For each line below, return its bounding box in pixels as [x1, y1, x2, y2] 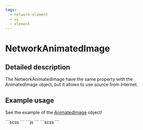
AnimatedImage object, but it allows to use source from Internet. [5, 81, 138, 88]
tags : [5, 7, 17, 13]
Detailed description [5, 63, 70, 71]
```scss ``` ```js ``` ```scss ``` [5, 119, 60, 125]
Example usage [5, 96, 54, 104]
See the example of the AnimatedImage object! [5, 109, 102, 115]
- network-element [10, 12, 49, 17]
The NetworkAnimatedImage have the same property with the [5, 76, 133, 82]
